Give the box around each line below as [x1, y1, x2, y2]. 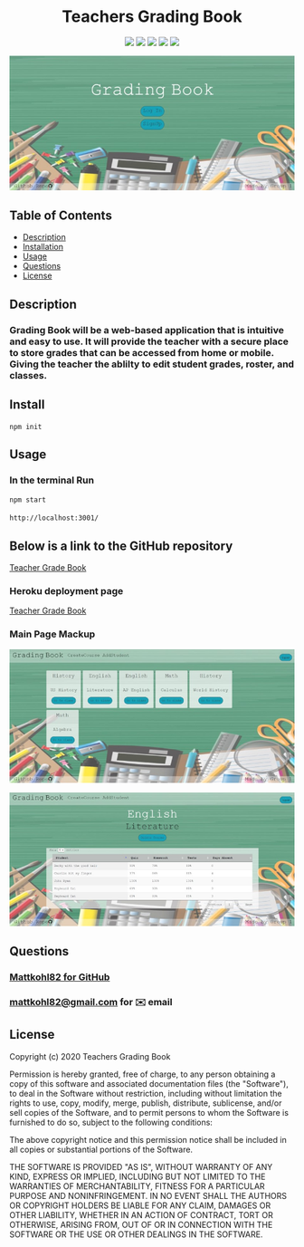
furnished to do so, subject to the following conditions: [9, 1117, 213, 1127]
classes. [9, 369, 48, 381]
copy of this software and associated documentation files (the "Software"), [9, 1078, 290, 1089]
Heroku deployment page [9, 584, 124, 597]
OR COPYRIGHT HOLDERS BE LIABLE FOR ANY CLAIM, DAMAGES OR [9, 1200, 271, 1211]
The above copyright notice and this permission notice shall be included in [9, 1134, 287, 1145]
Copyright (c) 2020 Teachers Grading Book [9, 1050, 171, 1061]
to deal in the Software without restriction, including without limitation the [9, 1088, 282, 1098]
